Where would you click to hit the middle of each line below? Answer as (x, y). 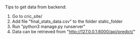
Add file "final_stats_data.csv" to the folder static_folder (67, 21)
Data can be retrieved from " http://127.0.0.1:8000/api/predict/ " (74, 32)
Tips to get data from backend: (36, 7)
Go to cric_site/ (27, 16)
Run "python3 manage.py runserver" (49, 26)
